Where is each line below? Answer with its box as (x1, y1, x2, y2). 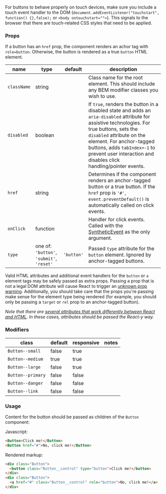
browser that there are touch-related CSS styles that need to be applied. (5, 20, 152, 26)
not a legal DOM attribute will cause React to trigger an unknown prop (5, 283, 147, 289)
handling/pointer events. (88, 163, 145, 170)
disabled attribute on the (88, 132, 146, 139)
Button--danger (7, 380, 43, 386)
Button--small (7, 348, 41, 354)
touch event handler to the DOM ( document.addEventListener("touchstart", (5, 9, 160, 15)
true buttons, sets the (88, 126, 138, 133)
